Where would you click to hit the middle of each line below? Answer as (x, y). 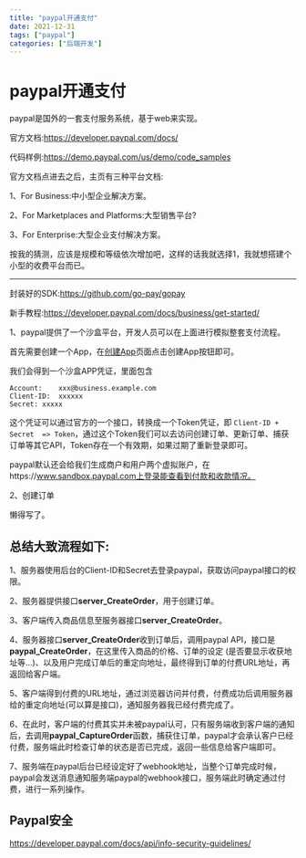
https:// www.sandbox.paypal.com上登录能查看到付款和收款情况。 (133, 476)
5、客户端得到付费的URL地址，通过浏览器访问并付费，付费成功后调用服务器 (151, 693)
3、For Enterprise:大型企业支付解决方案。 (87, 235)
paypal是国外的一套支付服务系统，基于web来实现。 (106, 119)
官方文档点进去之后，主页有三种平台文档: (87, 177)
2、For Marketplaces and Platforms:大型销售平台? (103, 215)
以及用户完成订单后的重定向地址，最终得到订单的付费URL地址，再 (167, 662)
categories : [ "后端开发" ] (56, 43)
